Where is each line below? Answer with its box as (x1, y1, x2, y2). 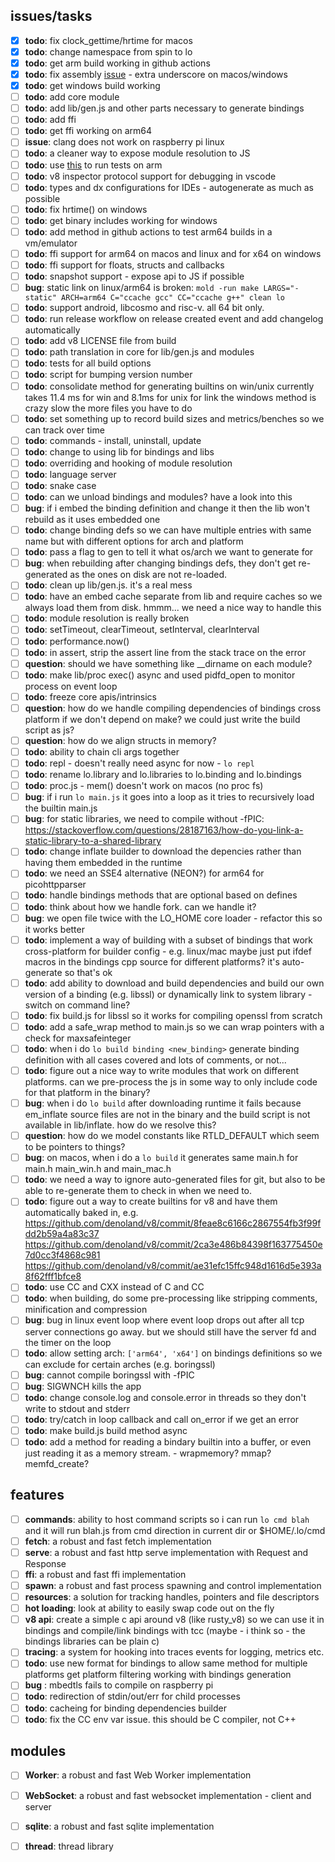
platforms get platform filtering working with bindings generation (24, 1669, 292, 1681)
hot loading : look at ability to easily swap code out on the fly (24, 1602, 275, 1614)
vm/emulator (24, 237, 78, 249)
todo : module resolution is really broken (24, 612, 190, 624)
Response (24, 1557, 67, 1569)
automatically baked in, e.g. (24, 1207, 139, 1219)
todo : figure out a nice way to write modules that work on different (24, 1064, 300, 1076)
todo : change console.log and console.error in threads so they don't (24, 1391, 307, 1403)
